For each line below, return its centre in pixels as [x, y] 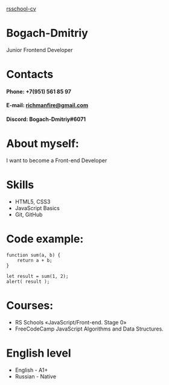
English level [39, 353]
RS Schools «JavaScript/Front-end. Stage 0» [71, 322]
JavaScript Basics [37, 208]
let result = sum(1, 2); [37, 276]
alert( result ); [28, 281]
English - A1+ [31, 370]
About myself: [43, 144]
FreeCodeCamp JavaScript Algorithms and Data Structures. [89, 329]
